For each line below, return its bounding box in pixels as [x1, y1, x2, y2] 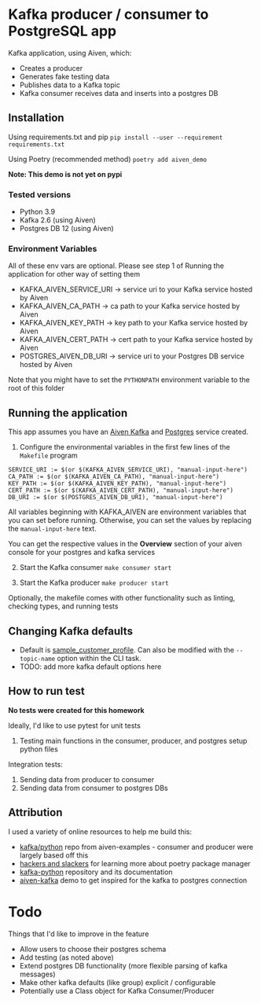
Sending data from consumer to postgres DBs [19, 783, 168, 792]
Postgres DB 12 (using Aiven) [19, 224, 114, 233]
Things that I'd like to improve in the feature [8, 929, 149, 939]
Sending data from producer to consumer [19, 774, 155, 784]
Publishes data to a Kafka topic [19, 80, 120, 90]
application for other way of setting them [8, 270, 140, 279]
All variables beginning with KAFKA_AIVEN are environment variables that [8, 507, 247, 516]
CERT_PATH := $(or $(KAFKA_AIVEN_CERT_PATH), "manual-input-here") [8, 487, 234, 494]
